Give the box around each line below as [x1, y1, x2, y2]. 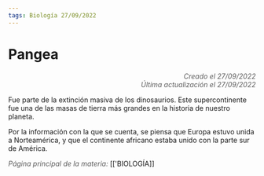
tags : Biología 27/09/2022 [8, 11, 97, 20]
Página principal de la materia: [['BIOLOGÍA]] [8, 159, 155, 168]
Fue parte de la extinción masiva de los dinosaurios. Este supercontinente [8, 95, 247, 104]
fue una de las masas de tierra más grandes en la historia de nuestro [8, 103, 230, 112]
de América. [8, 143, 48, 153]
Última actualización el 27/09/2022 [141, 79, 256, 89]
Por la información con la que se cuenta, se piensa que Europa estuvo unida [8, 126, 255, 136]
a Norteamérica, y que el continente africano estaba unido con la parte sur [8, 135, 250, 145]
